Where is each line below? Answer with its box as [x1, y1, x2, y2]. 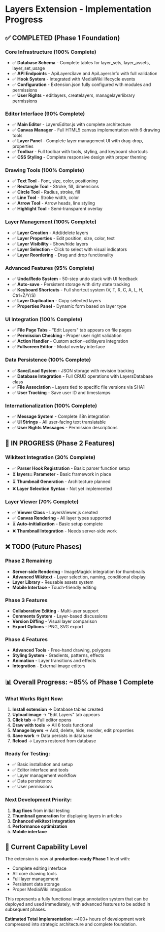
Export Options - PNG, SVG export [12, 623, 84, 629]
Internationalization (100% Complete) [5, 402, 98, 409]
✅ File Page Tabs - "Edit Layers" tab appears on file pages [12, 327, 132, 333]
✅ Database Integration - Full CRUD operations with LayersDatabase [12, 373, 153, 379]
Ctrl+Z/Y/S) [12, 292, 36, 298]
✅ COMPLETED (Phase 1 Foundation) [5, 34, 120, 42]
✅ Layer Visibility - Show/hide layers [12, 241, 88, 246]
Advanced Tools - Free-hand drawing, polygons [12, 647, 111, 653]
